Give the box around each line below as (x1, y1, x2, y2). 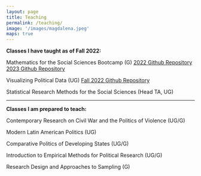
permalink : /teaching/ (6, 20, 63, 26)
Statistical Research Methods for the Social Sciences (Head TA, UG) (6, 88, 174, 95)
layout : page (6, 8, 39, 15)
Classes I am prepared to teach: (6, 106, 87, 113)
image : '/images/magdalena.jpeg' (6, 25, 90, 32)
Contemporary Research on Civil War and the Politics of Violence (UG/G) (6, 117, 185, 124)
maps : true (6, 31, 33, 37)
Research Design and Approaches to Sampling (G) (6, 163, 130, 171)
